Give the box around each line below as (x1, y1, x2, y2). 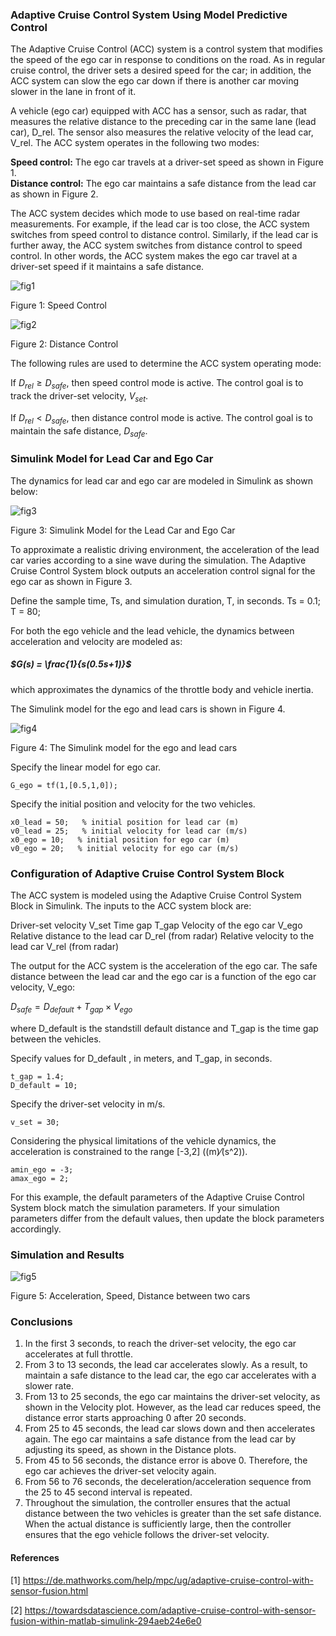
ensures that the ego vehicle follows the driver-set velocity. (24, 1529, 270, 1541)
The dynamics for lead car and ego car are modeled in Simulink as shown (10, 474, 313, 487)
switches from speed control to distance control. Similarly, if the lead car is (10, 229, 319, 241)
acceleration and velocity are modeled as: (10, 635, 183, 647)
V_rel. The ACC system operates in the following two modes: (10, 137, 260, 149)
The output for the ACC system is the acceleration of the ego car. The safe (10, 960, 318, 972)
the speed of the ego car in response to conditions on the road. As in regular (10, 54, 326, 66)
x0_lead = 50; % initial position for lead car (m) (10, 817, 240, 827)
